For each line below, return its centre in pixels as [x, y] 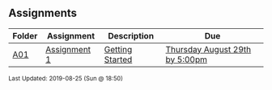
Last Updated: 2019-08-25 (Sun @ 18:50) [66, 78]
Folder [25, 35]
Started [118, 59]
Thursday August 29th [208, 49]
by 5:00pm [187, 59]
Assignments [43, 13]
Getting [118, 49]
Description [131, 35]
